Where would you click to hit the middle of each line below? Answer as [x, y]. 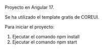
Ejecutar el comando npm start [44, 42]
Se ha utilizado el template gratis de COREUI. [52, 17]
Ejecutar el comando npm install [46, 37]
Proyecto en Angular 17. [30, 7]
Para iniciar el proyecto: [30, 27]
